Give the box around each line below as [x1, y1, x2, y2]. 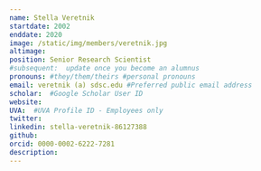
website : [9, 97, 42, 107]
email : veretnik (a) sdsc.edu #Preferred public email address [9, 81, 253, 90]
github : [9, 131, 39, 140]
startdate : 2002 [9, 22, 70, 31]
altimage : [9, 47, 47, 56]
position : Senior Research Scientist [9, 55, 152, 64]
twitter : [9, 114, 42, 123]
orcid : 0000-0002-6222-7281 [9, 139, 116, 148]
